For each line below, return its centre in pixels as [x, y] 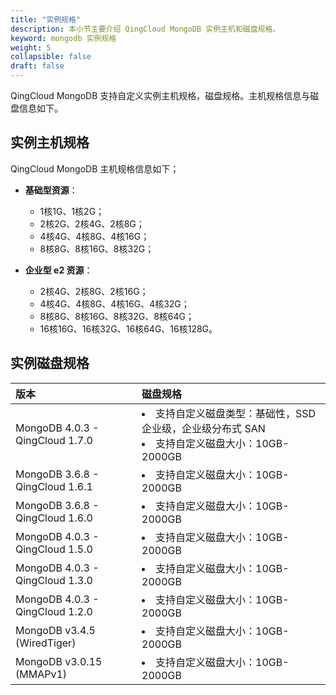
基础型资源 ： [51, 190]
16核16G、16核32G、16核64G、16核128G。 [128, 328]
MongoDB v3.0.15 [59, 661]
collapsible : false [51, 57]
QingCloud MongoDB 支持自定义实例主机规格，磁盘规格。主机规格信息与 [160, 95]
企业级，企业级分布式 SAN [203, 428]
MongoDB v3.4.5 [55, 630]
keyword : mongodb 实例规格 [63, 38]
